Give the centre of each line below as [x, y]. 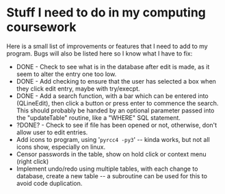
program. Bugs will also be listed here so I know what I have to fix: [100, 53]
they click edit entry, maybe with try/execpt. [78, 88]
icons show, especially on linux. [61, 147]
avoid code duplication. [49, 183]
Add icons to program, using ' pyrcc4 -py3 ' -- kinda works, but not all [113, 139]
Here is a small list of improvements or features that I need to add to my [107, 46]
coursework [41, 27]
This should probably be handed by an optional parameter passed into [115, 110]
